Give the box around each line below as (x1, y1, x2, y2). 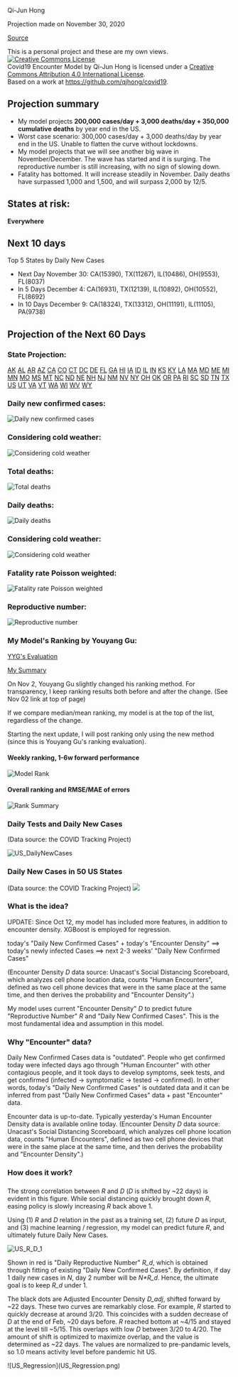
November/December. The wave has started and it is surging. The (17, 154, 211, 163)
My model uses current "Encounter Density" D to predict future (7, 1004, 193, 1012)
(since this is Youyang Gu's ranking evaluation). (7, 737, 147, 745)
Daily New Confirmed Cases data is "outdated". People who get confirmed (7, 1053, 225, 1062)
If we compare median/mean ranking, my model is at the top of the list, (7, 708, 215, 717)
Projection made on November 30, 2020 (7, 20, 126, 28)
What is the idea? (7, 902, 69, 912)
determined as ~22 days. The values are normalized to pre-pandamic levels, (7, 1339, 231, 1349)
